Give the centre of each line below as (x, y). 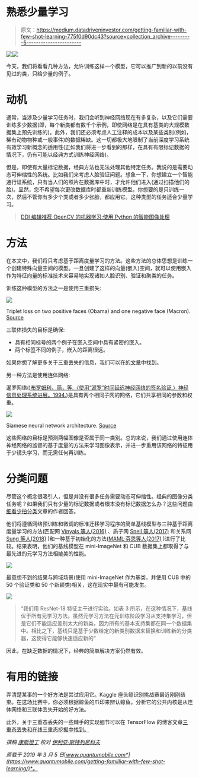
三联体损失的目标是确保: (36, 330)
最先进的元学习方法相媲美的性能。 (48, 554)
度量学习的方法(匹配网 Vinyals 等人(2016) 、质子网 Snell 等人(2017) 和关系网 (99, 531)
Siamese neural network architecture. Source (61, 425)
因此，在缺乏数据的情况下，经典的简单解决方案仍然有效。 (76, 650)
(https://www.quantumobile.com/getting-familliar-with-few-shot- (86, 761)
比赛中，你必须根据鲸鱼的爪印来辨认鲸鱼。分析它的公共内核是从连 (112, 702)
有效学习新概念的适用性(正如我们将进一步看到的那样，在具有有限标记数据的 (98, 147)
